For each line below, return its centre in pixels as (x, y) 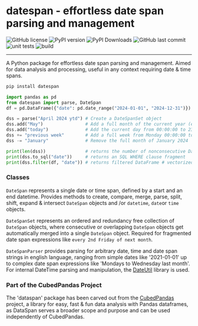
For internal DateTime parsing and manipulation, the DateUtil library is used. (98, 269)
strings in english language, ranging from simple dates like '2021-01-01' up (97, 257)
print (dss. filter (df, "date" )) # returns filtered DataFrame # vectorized (100, 162)
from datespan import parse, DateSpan (54, 102)
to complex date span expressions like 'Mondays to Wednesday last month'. (98, 263)
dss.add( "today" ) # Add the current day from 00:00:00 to (96, 130)
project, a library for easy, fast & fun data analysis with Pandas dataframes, (97, 304)
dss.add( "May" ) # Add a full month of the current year (96, 124)
